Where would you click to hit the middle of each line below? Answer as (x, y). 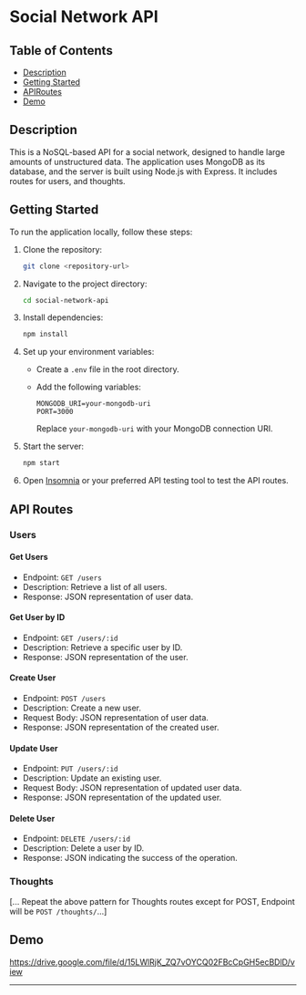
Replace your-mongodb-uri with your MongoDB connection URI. (154, 429)
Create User (33, 678)
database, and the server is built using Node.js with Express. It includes (143, 171)
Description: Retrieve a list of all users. (95, 586)
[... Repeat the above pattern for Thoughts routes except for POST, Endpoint (153, 901)
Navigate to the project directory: (85, 284)
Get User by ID (37, 617)
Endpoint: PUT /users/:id (70, 769)
